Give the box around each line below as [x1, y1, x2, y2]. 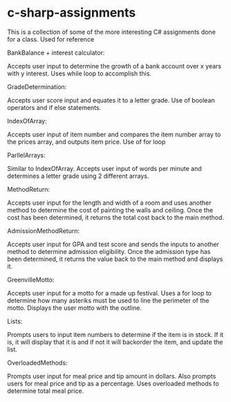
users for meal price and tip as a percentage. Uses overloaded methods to [7, 379, 219, 387]
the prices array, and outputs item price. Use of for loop [7, 137, 166, 146]
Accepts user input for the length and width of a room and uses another [7, 199, 212, 207]
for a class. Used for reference [7, 35, 95, 43]
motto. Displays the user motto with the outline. [7, 303, 142, 312]
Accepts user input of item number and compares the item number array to [7, 130, 221, 138]
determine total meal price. [7, 386, 84, 395]
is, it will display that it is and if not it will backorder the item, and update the [7, 338, 223, 346]
